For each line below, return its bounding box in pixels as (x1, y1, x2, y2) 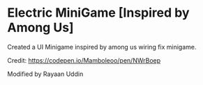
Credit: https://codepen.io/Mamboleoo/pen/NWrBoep (7, 56, 161, 64)
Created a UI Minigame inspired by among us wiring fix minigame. (7, 42, 197, 51)
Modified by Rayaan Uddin (7, 70, 84, 78)
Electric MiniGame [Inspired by (7, 5, 190, 21)
